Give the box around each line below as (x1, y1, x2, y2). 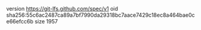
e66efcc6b (6, 18, 34, 25)
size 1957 (34, 18, 58, 25)
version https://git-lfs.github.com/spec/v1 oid (6, 5, 119, 12)
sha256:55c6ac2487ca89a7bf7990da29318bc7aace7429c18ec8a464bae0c (6, 11, 195, 19)
